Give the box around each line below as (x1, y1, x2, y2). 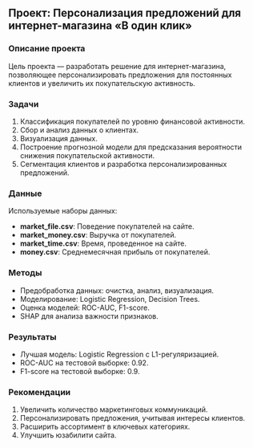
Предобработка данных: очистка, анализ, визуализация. (19, 285, 215, 295)
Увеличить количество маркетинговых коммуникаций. (19, 405, 208, 414)
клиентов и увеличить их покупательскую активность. (8, 78, 196, 88)
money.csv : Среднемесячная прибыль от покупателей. (19, 247, 211, 257)
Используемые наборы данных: (8, 206, 118, 216)
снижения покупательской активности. (19, 150, 155, 160)
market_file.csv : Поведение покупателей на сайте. (19, 222, 195, 231)
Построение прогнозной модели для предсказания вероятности (19, 142, 243, 152)
